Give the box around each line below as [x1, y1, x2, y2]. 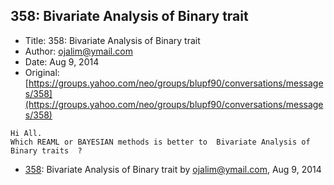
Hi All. [10, 128, 43, 138]
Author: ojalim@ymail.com [24, 45, 133, 57]
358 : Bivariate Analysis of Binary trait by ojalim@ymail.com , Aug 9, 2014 [24, 163, 322, 175]
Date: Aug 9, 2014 [24, 55, 100, 68]
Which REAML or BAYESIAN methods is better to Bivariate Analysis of [10, 137, 311, 147]
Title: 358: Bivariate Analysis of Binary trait [24, 34, 201, 46]
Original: [24, 66, 60, 78]
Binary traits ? [10, 145, 83, 156]
